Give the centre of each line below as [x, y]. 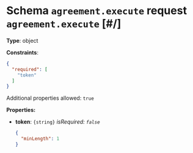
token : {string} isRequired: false [57, 122]
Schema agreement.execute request [97, 11]
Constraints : [22, 52]
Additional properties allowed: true [50, 98]
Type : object [22, 40]
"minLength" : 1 [40, 139]
